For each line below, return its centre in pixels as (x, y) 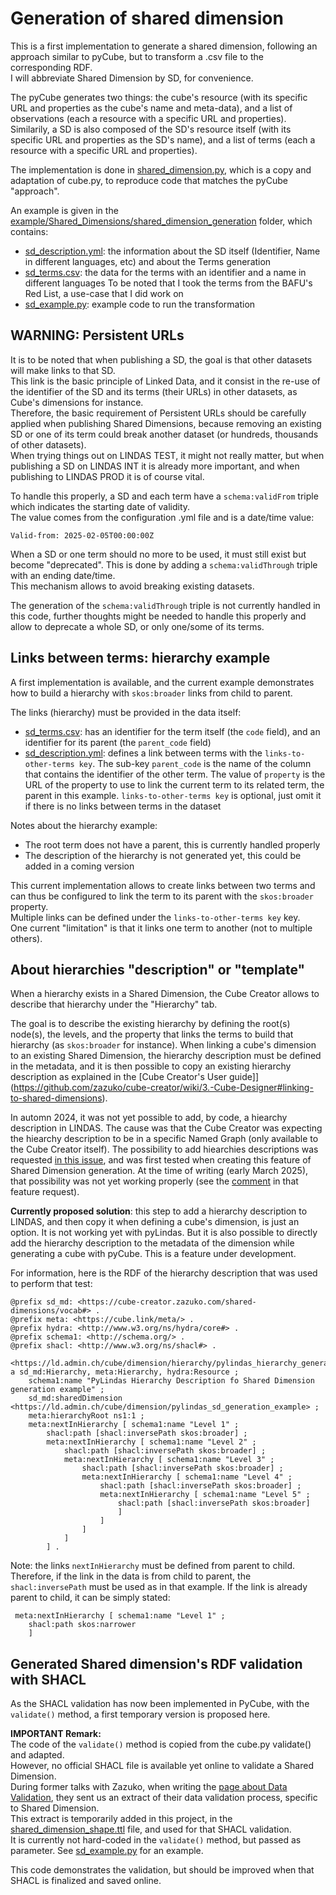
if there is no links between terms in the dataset (123, 806)
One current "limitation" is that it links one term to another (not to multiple (161, 928)
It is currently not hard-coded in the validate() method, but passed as (156, 1840)
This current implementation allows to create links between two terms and (163, 885)
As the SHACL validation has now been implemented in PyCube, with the (160, 1704)
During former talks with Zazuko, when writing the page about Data (149, 1787)
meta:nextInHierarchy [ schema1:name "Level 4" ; (187, 1477)
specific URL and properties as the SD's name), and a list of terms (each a (163, 139)
